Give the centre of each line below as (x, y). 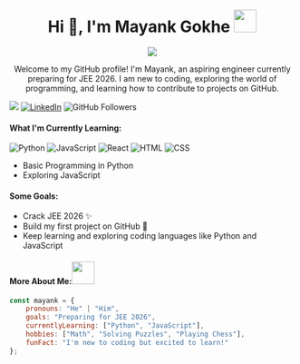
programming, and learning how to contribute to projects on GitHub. (152, 88)
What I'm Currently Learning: (66, 128)
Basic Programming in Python (78, 166)
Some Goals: (34, 196)
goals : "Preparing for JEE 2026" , (91, 318)
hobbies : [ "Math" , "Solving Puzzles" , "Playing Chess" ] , (135, 334)
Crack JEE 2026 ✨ (57, 216)
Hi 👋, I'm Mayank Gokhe (139, 27)
